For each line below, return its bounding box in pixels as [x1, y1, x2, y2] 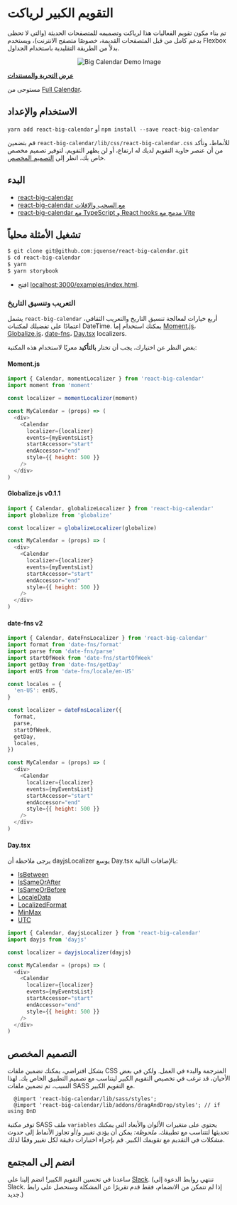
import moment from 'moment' [7, 382, 94, 389]
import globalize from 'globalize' [7, 511, 113, 519]
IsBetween [17, 870, 49, 879]
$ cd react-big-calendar [7, 254, 81, 261]
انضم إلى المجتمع [7, 1156, 75, 1168]
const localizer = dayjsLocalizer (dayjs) [7, 949, 132, 956]
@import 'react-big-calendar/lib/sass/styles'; [13, 1095, 158, 1103]
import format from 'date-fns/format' [7, 641, 122, 648]
